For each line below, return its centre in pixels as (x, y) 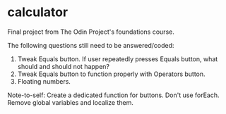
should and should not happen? (63, 66)
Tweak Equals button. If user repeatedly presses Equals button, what (118, 59)
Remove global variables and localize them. (71, 102)
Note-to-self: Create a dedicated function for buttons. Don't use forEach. (114, 95)
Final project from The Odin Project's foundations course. (91, 32)
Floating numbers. (44, 81)
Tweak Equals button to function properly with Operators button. (112, 74)
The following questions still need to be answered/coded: (91, 45)
